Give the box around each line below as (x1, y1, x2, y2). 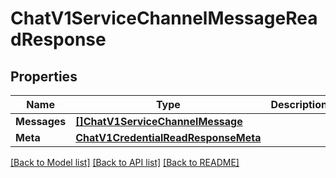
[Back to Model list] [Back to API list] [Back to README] (10, 157, 240, 168)
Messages (15, 115, 67, 128)
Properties (10, 68, 78, 85)
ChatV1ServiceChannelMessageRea (10, 7, 318, 30)
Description (270, 98, 328, 111)
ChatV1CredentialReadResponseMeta (75, 131, 262, 144)
